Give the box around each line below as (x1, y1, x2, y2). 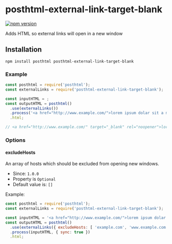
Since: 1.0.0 (12, 170, 39, 177)
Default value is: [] (12, 182, 53, 188)
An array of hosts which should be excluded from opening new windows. (5, 161, 160, 167)
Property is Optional (12, 176, 56, 182)
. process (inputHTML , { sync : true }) (10, 229, 91, 235)
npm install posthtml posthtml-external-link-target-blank (5, 59, 134, 64)
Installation (5, 45, 42, 54)
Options (5, 137, 26, 144)
